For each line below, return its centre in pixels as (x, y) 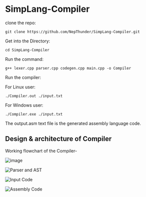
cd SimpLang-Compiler (27, 50)
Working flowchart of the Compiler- (41, 151)
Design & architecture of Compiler (58, 139)
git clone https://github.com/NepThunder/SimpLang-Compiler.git (73, 32)
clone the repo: (20, 23)
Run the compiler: (23, 77)
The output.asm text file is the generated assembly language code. (73, 123)
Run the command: (24, 59)
